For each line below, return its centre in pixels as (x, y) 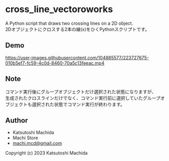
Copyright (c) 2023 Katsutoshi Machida (46, 153)
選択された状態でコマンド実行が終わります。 (78, 104)
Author (16, 120)
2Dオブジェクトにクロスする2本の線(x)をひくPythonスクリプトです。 (77, 29)
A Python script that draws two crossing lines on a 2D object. (69, 23)
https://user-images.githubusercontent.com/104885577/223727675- (77, 58)
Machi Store (25, 138)
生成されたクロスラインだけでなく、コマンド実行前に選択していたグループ (83, 98)
